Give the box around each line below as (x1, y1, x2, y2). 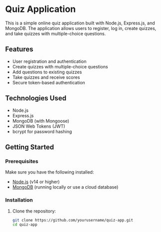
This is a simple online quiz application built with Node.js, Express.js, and (5, 20, 156, 26)
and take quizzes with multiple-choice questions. (5, 30, 106, 36)
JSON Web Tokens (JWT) (12, 123, 66, 129)
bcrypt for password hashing (12, 128, 72, 134)
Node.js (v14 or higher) (12, 179, 60, 185)
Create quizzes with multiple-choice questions (12, 63, 108, 69)
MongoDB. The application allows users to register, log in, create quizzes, (5, 25, 157, 31)
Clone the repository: (12, 208, 56, 214)
